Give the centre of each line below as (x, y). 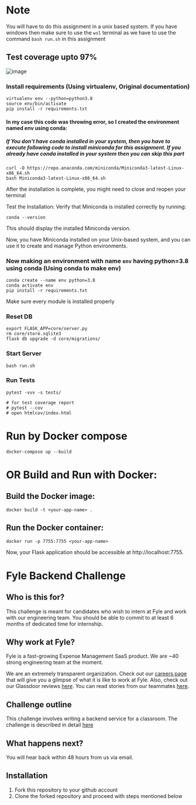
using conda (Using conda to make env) (63, 268)
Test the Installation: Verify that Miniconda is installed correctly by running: (96, 207)
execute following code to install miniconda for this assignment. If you (94, 147)
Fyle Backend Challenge (66, 575)
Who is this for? (35, 597)
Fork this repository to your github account (66, 790)
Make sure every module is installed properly (61, 301)
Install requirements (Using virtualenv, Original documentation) (98, 87)
